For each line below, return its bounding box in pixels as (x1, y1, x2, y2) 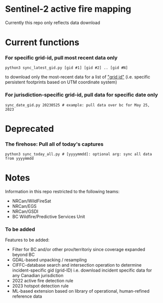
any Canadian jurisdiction (12, 273, 64, 278)
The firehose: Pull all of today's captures (5, 141, 104, 148)
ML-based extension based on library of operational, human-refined (12, 288, 150, 294)
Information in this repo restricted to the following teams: (5, 189, 120, 195)
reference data (12, 293, 43, 300)
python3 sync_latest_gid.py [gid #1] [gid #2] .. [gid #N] (5, 65, 128, 71)
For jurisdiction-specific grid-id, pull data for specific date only (5, 92, 158, 99)
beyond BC (12, 252, 35, 258)
